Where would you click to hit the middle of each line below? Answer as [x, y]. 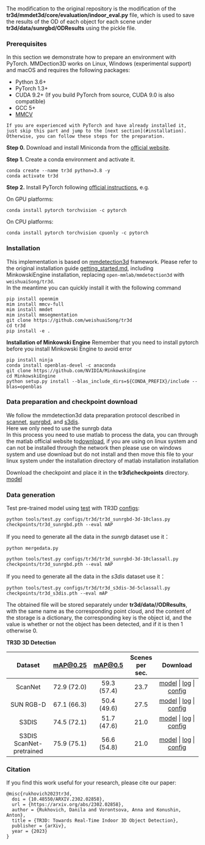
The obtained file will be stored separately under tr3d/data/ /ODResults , [97, 605]
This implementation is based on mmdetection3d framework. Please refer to [102, 262]
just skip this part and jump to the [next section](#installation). [97, 131]
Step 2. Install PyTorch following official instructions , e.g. [78, 188]
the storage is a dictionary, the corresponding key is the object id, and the [99, 618]
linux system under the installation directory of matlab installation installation [103, 461]
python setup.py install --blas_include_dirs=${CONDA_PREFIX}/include [98, 381]
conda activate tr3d [33, 176]
